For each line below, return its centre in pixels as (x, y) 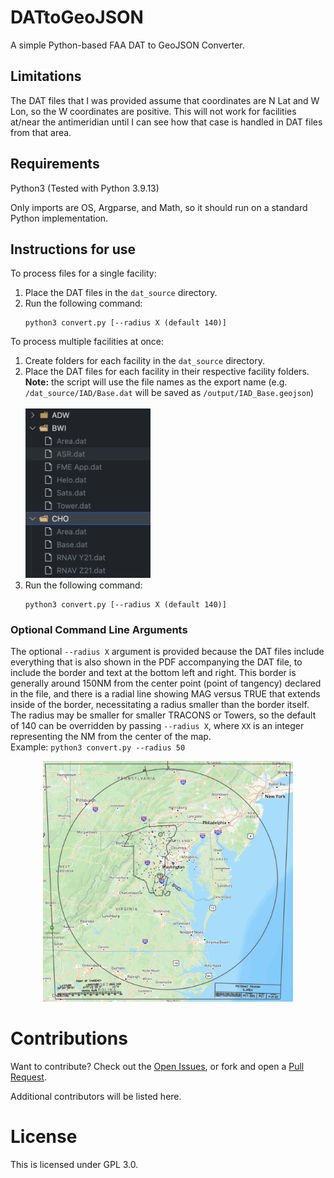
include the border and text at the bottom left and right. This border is (153, 673)
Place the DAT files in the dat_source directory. (121, 293)
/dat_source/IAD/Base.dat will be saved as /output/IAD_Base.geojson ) (169, 393)
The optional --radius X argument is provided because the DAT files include (167, 652)
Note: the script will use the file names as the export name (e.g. (156, 382)
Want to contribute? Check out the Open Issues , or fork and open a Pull (157, 1066)
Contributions (69, 1038)
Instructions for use (73, 249)
